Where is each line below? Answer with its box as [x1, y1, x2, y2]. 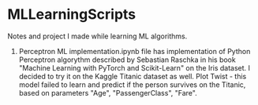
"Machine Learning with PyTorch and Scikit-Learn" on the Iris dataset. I [18, 63, 250, 72]
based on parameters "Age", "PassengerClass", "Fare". [18, 88, 198, 97]
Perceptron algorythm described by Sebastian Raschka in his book [18, 55, 236, 64]
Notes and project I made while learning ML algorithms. [7, 31, 188, 41]
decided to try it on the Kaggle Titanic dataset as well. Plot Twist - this [18, 71, 247, 81]
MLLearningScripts [7, 5, 136, 24]
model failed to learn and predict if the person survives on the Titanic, [18, 80, 246, 89]
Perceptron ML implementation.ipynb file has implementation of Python [18, 46, 251, 56]
